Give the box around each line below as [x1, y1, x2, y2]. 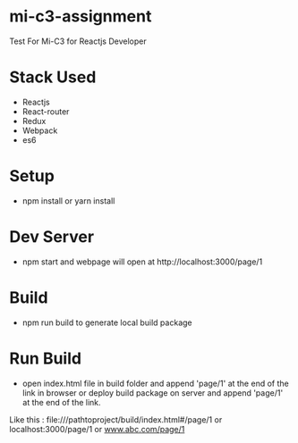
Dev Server [9, 227, 95, 247]
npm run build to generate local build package [21, 317, 192, 328]
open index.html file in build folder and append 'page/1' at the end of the [21, 378, 289, 389]
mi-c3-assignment [9, 6, 152, 27]
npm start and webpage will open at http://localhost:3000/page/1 [21, 256, 263, 267]
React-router [21, 105, 70, 117]
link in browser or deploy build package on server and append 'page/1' [21, 387, 284, 398]
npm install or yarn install [21, 195, 115, 206]
